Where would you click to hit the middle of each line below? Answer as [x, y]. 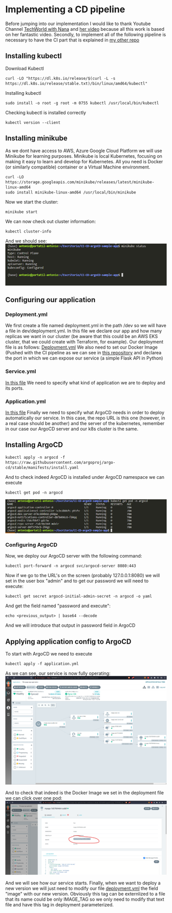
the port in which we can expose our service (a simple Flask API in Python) [84, 358]
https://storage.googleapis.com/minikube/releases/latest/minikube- [80, 182]
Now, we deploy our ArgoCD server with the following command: [74, 556]
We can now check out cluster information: [51, 221]
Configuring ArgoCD [31, 545]
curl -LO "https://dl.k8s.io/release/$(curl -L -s [60, 78]
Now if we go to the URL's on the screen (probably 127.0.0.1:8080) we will [83, 576]
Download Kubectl [25, 68]
